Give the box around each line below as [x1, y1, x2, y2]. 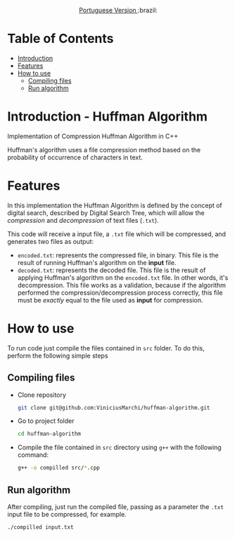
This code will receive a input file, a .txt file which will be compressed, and [7, 229, 227, 238]
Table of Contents [7, 31, 114, 47]
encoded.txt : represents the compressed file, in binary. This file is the [17, 250, 220, 259]
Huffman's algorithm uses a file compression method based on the [7, 145, 201, 154]
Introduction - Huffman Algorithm [7, 109, 208, 125]
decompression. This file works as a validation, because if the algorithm [17, 281, 227, 289]
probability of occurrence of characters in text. [7, 153, 143, 161]
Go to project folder [17, 417, 75, 425]
